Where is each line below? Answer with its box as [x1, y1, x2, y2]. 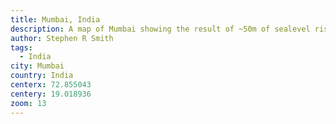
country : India [10, 71, 74, 81]
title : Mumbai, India [10, 14, 101, 25]
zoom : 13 [10, 98, 47, 108]
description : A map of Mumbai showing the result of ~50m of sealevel [10, 24, 311, 34]
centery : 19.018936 [10, 89, 92, 99]
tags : [10, 42, 33, 53]
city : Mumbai [10, 61, 65, 71]
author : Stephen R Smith [10, 33, 114, 43]
